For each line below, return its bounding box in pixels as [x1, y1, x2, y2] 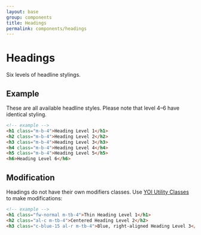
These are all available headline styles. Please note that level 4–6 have [6, 104, 179, 112]
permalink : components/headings [6, 25, 87, 32]
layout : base [6, 8, 39, 15]
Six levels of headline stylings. [6, 71, 81, 79]
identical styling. [6, 111, 47, 117]
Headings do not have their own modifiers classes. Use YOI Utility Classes [6, 188, 190, 195]
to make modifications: [6, 194, 63, 201]
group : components [6, 14, 52, 20]
